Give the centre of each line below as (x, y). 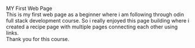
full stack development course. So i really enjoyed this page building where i (98, 21)
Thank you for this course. (38, 39)
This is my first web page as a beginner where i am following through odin (95, 14)
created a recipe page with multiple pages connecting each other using (92, 27)
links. (13, 33)
